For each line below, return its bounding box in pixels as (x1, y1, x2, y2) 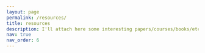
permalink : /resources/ (6, 15, 67, 21)
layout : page (6, 9, 40, 15)
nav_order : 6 (6, 37, 40, 43)
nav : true (6, 32, 32, 38)
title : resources (6, 20, 51, 26)
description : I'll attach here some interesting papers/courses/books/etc (6, 26, 201, 32)
